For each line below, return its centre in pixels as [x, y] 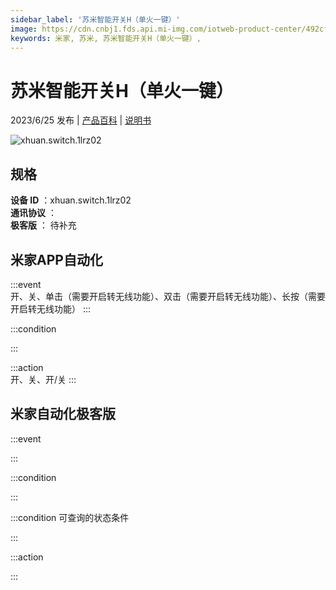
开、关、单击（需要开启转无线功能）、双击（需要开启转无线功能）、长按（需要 [168, 296]
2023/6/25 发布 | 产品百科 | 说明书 [81, 120]
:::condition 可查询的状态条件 [70, 517]
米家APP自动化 [56, 259]
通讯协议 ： [33, 213]
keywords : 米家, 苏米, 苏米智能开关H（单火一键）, [106, 38]
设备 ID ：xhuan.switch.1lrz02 [71, 200]
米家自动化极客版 [63, 414]
